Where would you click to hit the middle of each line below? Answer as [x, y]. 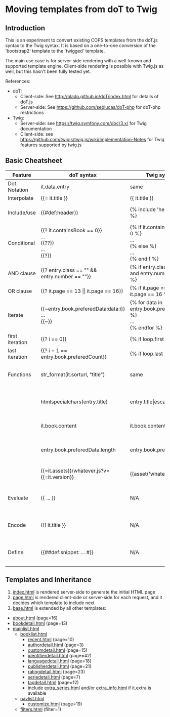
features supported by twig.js [51, 145]
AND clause [22, 273]
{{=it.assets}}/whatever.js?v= [75, 471]
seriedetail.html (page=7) [54, 677]
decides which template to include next [53, 603]
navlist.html [32, 698]
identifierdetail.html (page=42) [60, 655]
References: [18, 81]
